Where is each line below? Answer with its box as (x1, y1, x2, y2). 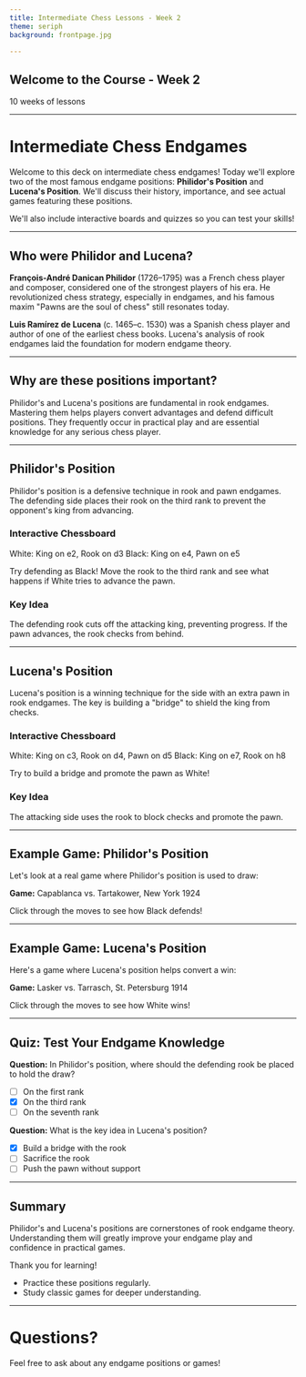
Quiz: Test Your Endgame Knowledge (9, 1035, 225, 1050)
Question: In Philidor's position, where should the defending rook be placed (9, 1059, 294, 1069)
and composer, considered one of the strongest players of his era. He (9, 281, 270, 292)
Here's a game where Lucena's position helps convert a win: (9, 965, 237, 976)
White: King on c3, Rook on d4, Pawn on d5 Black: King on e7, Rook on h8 (9, 750, 287, 761)
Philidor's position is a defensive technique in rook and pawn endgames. (9, 485, 282, 496)
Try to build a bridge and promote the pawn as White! (9, 768, 210, 779)
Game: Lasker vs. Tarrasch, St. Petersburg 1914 (9, 982, 189, 993)
